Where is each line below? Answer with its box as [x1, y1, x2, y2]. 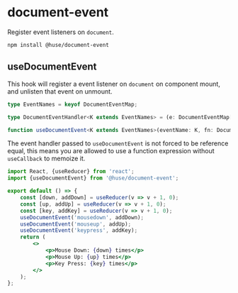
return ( [20, 233, 46, 241]
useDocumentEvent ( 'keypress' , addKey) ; [20, 227, 138, 234]
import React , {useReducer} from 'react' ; [7, 168, 135, 175]
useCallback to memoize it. [7, 154, 86, 163]
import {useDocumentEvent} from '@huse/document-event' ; [7, 175, 179, 182]
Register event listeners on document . [7, 28, 115, 36]
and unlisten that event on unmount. [7, 87, 113, 96]
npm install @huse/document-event [7, 41, 110, 48]
